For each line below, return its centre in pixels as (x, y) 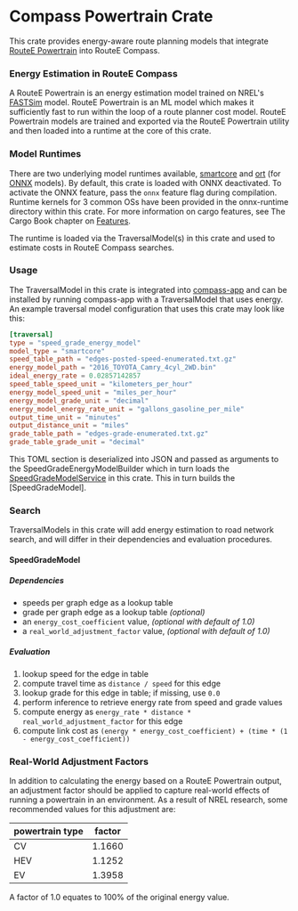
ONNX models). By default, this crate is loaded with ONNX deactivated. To (145, 183)
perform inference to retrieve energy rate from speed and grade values (152, 702)
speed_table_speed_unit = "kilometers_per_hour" (101, 385)
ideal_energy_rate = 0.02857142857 (75, 376)
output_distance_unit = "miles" (69, 426)
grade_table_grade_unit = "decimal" (77, 443)
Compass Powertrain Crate (111, 16)
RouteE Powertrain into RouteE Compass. (85, 50)
